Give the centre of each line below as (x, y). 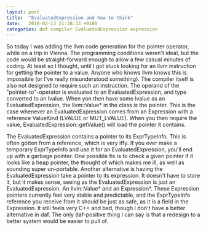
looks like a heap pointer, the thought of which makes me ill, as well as (95, 162)
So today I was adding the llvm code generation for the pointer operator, (98, 47)
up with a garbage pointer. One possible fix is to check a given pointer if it (100, 156)
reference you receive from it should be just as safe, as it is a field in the (97, 202)
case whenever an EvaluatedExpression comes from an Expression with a (100, 112)
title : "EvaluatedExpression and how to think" (70, 18)
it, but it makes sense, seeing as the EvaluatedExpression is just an (91, 182)
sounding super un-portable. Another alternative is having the (85, 169)
